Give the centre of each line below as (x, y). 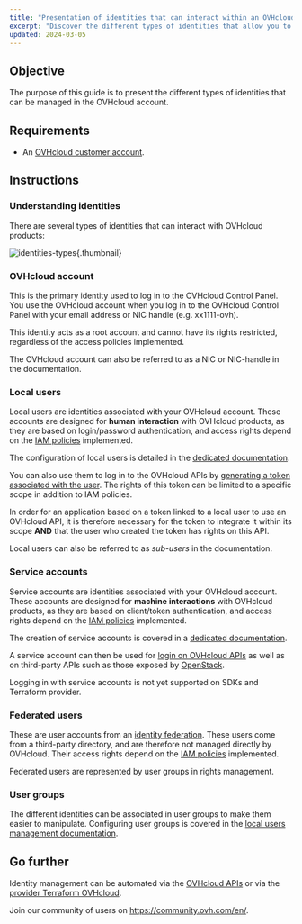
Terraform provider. (45, 692)
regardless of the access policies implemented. (97, 341)
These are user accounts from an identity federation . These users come (142, 734)
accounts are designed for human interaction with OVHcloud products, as (147, 421)
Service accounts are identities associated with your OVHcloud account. (143, 592)
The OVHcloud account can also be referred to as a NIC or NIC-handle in (144, 359)
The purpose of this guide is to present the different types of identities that (147, 93)
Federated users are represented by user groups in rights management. (142, 771)
